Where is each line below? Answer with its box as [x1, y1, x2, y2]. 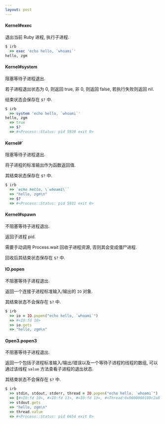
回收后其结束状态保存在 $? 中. [5, 254, 66, 260]
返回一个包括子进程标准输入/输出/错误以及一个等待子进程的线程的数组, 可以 [5, 360, 158, 366]
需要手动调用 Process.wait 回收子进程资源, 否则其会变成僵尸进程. [5, 244, 137, 250]
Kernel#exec [5, 23, 32, 29]
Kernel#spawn [5, 212, 36, 217]
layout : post [5, 7, 32, 12]
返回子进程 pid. [5, 233, 36, 240]
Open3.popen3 [5, 338, 37, 343]
